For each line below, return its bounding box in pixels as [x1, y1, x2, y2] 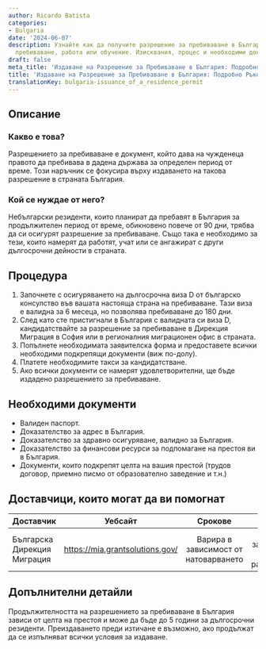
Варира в [196, 533, 232, 544]
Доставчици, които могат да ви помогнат [8, 492, 226, 505]
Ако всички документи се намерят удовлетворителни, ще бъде [19, 366, 235, 375]
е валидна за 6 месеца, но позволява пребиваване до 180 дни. [19, 307, 234, 317]
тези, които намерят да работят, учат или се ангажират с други [8, 237, 224, 247]
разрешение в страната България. [8, 175, 125, 184]
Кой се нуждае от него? [8, 194, 105, 205]
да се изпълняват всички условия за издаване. [8, 632, 168, 641]
